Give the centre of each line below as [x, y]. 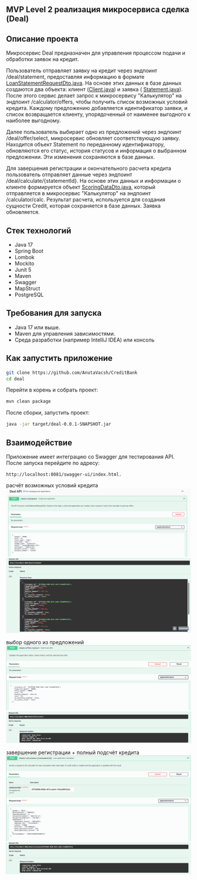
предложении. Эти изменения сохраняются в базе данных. [81, 157]
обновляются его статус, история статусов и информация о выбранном [96, 151]
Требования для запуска [54, 313]
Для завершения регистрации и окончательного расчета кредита [89, 168]
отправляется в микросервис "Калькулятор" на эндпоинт [79, 193]
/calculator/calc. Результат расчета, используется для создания [86, 200]
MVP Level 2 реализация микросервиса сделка [98, 10]
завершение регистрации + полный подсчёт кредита [73, 752]
